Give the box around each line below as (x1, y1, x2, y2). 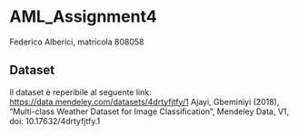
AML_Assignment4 (9, 6, 157, 27)
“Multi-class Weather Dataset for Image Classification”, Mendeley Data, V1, (9, 106, 290, 117)
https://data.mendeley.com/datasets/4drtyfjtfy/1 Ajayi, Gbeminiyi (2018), (9, 96, 280, 107)
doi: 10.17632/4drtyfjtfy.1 (9, 115, 101, 126)
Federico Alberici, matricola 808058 (9, 36, 144, 47)
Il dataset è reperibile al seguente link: (9, 86, 152, 97)
